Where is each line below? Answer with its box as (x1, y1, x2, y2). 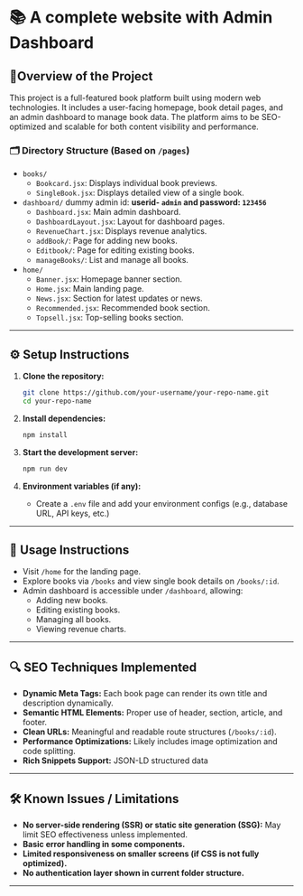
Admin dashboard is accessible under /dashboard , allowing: (22, 585, 243, 596)
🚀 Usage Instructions (9, 543, 130, 557)
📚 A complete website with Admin (9, 7, 273, 28)
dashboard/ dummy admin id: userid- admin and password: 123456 (22, 197, 267, 208)
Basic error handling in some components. (22, 839, 186, 850)
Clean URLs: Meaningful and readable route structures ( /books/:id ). (22, 726, 277, 737)
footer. (22, 717, 48, 728)
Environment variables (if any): (22, 481, 142, 491)
